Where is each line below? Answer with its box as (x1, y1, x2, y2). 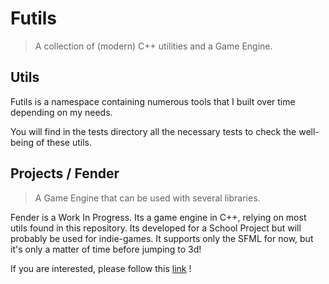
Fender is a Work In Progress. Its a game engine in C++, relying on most (10, 211, 307, 223)
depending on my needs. (10, 106, 113, 118)
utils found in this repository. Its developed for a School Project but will (10, 222, 302, 234)
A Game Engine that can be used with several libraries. (34, 192, 261, 204)
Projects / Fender (10, 165, 120, 182)
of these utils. (35, 136, 93, 148)
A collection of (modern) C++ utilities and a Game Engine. (34, 40, 273, 52)
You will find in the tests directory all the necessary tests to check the (10, 125, 297, 137)
